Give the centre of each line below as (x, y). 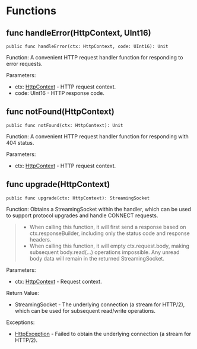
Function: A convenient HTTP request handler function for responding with (97, 136)
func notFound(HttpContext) (60, 112)
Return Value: (23, 293)
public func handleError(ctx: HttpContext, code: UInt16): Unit (87, 46)
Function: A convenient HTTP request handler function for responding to (95, 57)
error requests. (24, 64)
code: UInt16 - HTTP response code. (60, 93)
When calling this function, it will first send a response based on (108, 227)
